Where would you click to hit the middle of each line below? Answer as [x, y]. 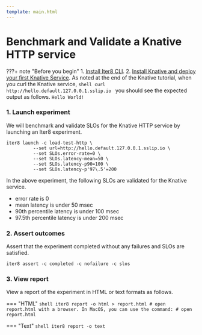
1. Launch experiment [38, 112]
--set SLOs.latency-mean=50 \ [71, 158]
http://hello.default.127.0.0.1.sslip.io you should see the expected [97, 90]
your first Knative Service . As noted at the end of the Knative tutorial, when [99, 77]
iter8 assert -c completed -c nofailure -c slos [68, 264]
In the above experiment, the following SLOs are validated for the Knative [97, 180]
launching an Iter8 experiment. [44, 132]
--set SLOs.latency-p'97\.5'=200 [75, 169]
